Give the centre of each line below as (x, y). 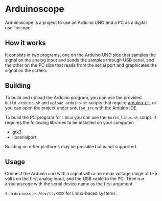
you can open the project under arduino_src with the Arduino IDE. (71, 108)
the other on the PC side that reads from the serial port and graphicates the (81, 65)
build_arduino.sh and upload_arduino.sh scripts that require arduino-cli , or (81, 102)
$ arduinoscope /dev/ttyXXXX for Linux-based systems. (61, 193)
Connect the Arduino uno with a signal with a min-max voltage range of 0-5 (81, 174)
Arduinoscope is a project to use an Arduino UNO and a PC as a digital (76, 22)
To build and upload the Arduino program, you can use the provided (73, 97)
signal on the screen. (26, 70)
